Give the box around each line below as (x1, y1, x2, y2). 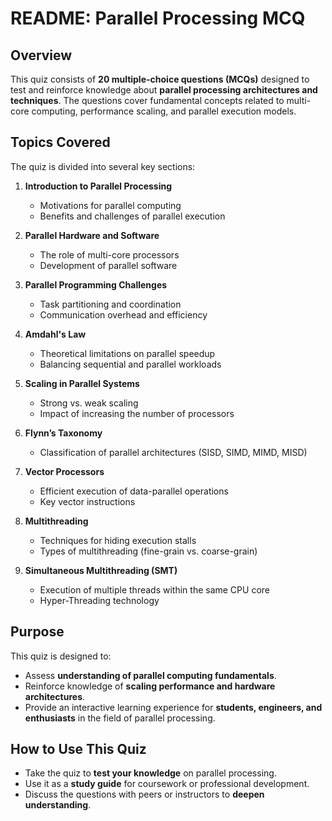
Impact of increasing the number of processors (39, 407, 235, 419)
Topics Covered (10, 134, 111, 151)
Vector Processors (24, 465, 105, 477)
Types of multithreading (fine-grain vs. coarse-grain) (39, 545, 258, 557)
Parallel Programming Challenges (24, 278, 168, 291)
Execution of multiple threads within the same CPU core (39, 583, 270, 596)
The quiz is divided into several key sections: (10, 160, 196, 172)
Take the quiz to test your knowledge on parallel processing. (24, 767, 277, 779)
